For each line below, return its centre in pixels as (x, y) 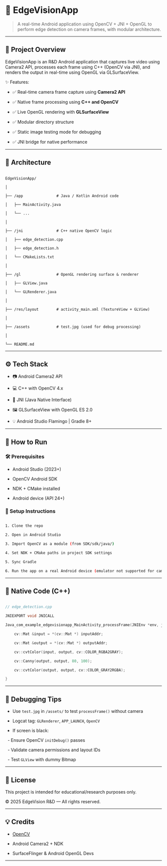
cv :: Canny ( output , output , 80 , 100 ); (53, 661)
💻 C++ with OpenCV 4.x (38, 388)
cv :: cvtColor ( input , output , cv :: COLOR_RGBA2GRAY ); (69, 652)
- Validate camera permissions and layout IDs (54, 750)
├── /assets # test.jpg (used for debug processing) (73, 327)
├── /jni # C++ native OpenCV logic (59, 231)
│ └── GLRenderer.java (31, 292)
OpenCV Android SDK (35, 479)
